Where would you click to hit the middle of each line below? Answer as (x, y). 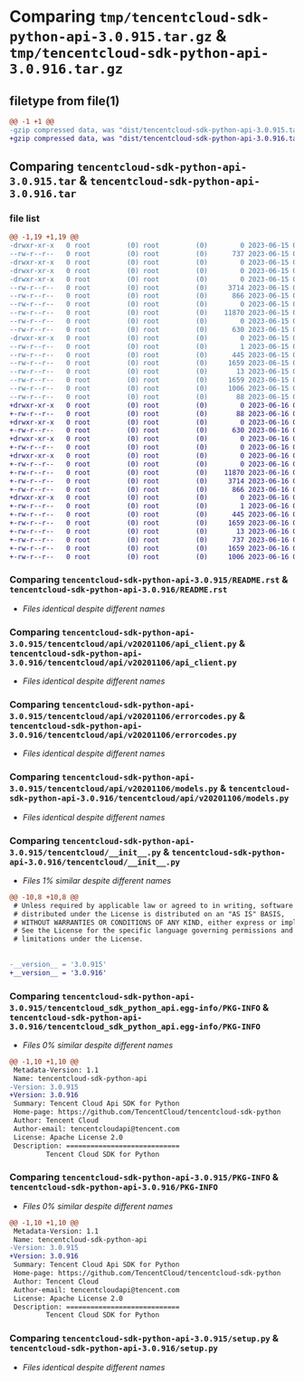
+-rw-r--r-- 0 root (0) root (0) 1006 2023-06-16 (149, 557)
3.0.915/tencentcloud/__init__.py (85, 852)
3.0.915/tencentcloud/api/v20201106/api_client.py (123, 644)
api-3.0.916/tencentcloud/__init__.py (95, 862)
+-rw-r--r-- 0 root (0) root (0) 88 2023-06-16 (149, 413)
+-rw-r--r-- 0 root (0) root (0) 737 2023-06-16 (149, 540)
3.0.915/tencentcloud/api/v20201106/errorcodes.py (123, 716)
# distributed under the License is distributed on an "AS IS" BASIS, (149, 914)
